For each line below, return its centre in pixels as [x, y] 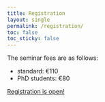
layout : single [29, 20]
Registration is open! [36, 92]
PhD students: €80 [43, 78]
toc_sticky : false [33, 39]
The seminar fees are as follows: [53, 58]
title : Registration [36, 13]
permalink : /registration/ [45, 26]
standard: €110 [37, 71]
